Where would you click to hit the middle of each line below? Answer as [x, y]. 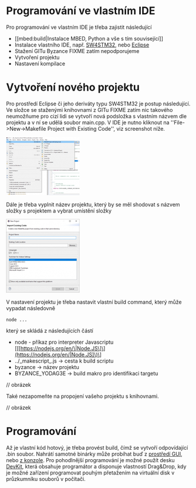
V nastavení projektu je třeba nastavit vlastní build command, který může [94, 302]
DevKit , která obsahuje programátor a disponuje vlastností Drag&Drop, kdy [96, 466]
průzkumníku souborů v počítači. [46, 479]
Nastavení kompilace [40, 64]
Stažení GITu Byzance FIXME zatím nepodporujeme [77, 51]
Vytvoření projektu [37, 57]
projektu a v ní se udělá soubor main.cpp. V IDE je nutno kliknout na [88, 122]
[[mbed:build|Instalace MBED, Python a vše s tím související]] [89, 38]
